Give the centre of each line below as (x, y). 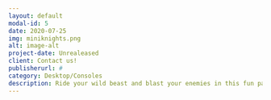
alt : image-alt (34, 46)
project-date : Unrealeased (54, 53)
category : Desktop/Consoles (56, 76)
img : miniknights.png (45, 38)
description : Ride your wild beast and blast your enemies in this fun (131, 83)
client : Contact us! (43, 61)
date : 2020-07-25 (38, 31)
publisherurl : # (35, 69)
